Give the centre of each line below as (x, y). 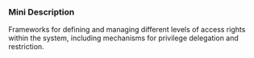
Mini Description (42, 12)
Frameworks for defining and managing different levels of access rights (127, 30)
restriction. (26, 47)
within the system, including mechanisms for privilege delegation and (124, 38)
